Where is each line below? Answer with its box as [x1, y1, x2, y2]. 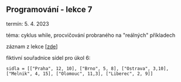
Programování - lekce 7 [6, 5, 93, 15]
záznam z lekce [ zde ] [6, 43, 58, 50]
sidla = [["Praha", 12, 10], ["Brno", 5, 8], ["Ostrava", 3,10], [6, 66, 169, 71]
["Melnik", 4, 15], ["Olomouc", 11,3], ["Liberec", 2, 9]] [6, 70, 153, 77]
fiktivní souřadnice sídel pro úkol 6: [6, 54, 91, 61]
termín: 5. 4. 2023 [6, 20, 49, 27]
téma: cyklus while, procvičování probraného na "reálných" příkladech [6, 32, 176, 39]
